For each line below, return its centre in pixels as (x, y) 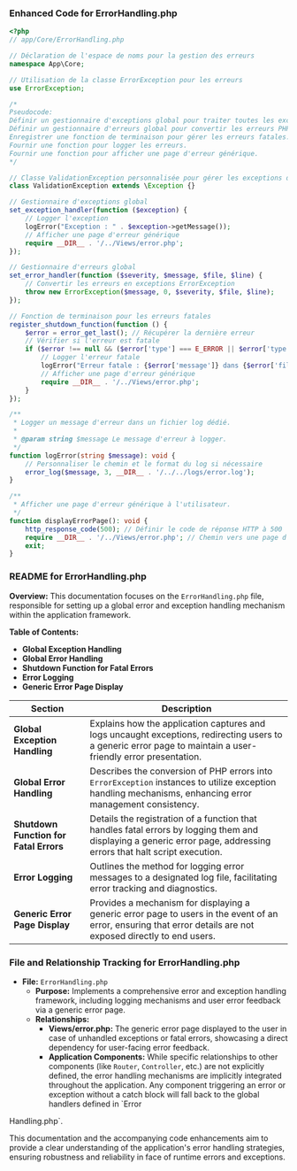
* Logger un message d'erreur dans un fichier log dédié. (122, 423)
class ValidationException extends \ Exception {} (103, 186)
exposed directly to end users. (153, 936)
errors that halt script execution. (156, 851)
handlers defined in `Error (95, 1104)
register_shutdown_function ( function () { (88, 324)
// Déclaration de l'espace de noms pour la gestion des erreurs (132, 56)
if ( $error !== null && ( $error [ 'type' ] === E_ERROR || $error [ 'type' (158, 349)
